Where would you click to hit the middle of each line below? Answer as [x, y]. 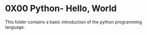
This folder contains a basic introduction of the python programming [73, 22]
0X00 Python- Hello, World [61, 9]
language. [15, 27]
